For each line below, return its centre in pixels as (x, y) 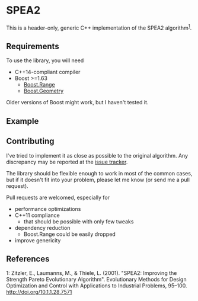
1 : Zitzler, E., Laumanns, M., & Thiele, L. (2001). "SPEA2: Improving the (92, 273)
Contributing (30, 141)
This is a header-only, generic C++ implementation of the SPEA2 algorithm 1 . (99, 27)
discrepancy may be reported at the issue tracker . (67, 162)
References (28, 259)
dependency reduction (42, 228)
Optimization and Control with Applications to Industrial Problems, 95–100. (97, 286)
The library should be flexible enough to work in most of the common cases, (99, 173)
